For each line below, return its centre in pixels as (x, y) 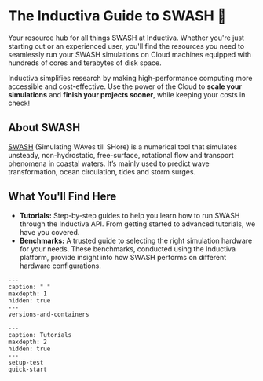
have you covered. (49, 232)
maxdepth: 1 (27, 294)
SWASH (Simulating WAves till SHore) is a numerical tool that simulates (123, 147)
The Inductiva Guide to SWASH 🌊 (117, 16)
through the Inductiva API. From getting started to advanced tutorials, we (137, 224)
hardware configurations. (60, 266)
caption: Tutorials (40, 335)
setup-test (26, 362)
